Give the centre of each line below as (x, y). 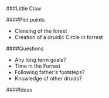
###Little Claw (24, 8)
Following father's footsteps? (50, 72)
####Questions (25, 48)
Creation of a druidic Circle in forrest (59, 37)
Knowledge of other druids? (48, 78)
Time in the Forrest (37, 66)
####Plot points (25, 20)
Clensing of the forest (41, 31)
